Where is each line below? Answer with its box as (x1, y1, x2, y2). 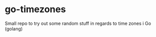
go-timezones (5, 4, 66, 15)
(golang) (5, 25, 23, 31)
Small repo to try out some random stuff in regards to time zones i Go (5, 20, 151, 26)
